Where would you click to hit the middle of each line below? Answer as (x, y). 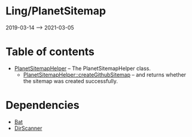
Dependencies (42, 105)
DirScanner (28, 128)
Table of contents (50, 52)
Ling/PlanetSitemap (56, 11)
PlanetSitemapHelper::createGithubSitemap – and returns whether (105, 74)
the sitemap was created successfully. (70, 81)
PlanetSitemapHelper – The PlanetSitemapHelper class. (82, 68)
